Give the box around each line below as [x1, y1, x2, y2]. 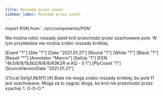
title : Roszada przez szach [5, 7, 63, 12]
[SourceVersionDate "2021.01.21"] [5, 65, 74, 71]
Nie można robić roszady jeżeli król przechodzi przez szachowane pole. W [5, 35, 157, 41]
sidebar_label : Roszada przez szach [5, 12, 81, 17]
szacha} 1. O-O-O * [5, 85, 44, 91]
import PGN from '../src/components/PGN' [5, 25, 91, 31]
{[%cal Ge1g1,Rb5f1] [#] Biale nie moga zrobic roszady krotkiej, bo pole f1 [5, 75, 155, 81]
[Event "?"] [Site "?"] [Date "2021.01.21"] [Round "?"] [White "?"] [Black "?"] [5, 50, 159, 56]
